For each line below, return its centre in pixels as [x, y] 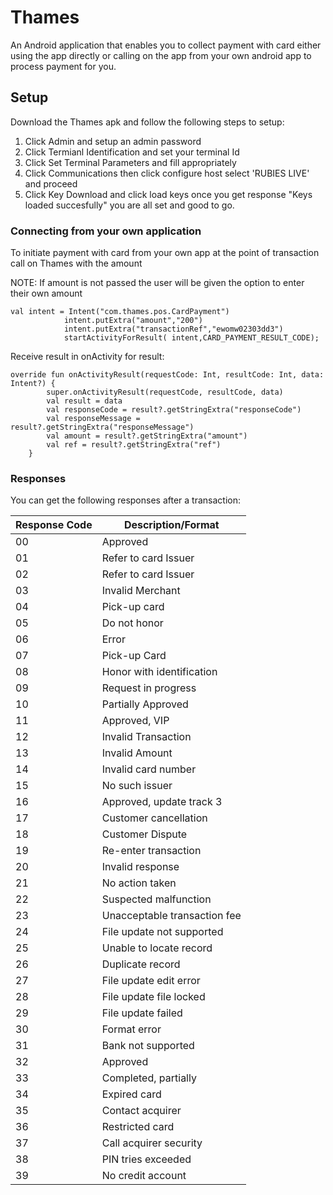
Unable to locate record [157, 948]
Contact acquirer [141, 1111]
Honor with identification [159, 672]
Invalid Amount [137, 753]
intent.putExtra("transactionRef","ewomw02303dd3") [173, 329]
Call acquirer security [152, 1143]
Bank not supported [148, 1046]
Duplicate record [141, 964]
